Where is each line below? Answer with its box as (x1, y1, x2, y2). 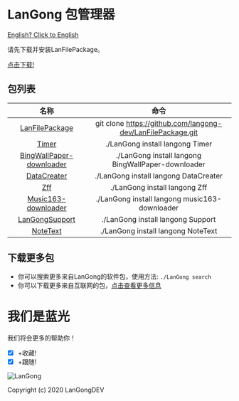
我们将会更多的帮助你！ (7, 333, 76, 342)
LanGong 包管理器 (7, 6, 115, 23)
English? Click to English (7, 30, 79, 39)
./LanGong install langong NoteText (100, 225, 218, 235)
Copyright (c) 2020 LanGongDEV (7, 385, 105, 394)
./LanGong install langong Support (101, 214, 216, 224)
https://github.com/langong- (125, 118, 223, 128)
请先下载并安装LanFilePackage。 (7, 45, 105, 53)
